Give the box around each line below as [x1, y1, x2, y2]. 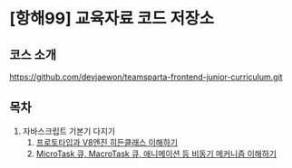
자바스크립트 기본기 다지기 [22, 126, 116, 136]
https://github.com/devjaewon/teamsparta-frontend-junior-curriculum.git [9, 71, 283, 82]
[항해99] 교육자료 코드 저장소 [9, 8, 215, 29]
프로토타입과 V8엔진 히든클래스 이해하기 [35, 136, 179, 147]
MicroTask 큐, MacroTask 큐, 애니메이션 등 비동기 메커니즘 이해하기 [35, 148, 277, 159]
